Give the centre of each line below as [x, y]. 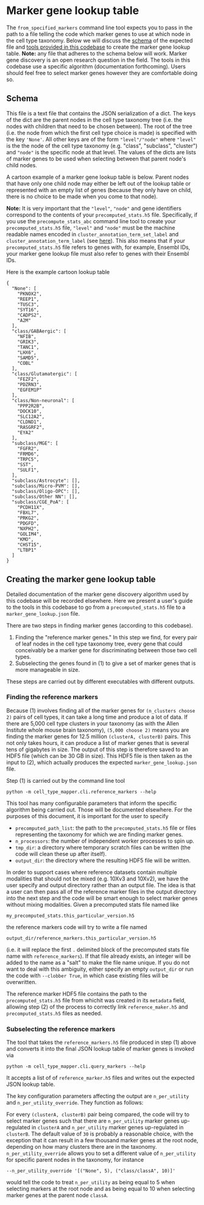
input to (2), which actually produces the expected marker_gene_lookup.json [102, 762]
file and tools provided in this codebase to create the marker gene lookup [98, 47]
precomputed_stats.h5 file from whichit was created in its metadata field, [96, 1000]
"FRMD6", [28, 454]
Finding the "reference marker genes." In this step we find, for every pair [106, 637]
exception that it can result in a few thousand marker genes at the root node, [102, 1140]
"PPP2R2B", [31, 406]
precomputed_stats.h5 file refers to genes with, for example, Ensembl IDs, [98, 247]
